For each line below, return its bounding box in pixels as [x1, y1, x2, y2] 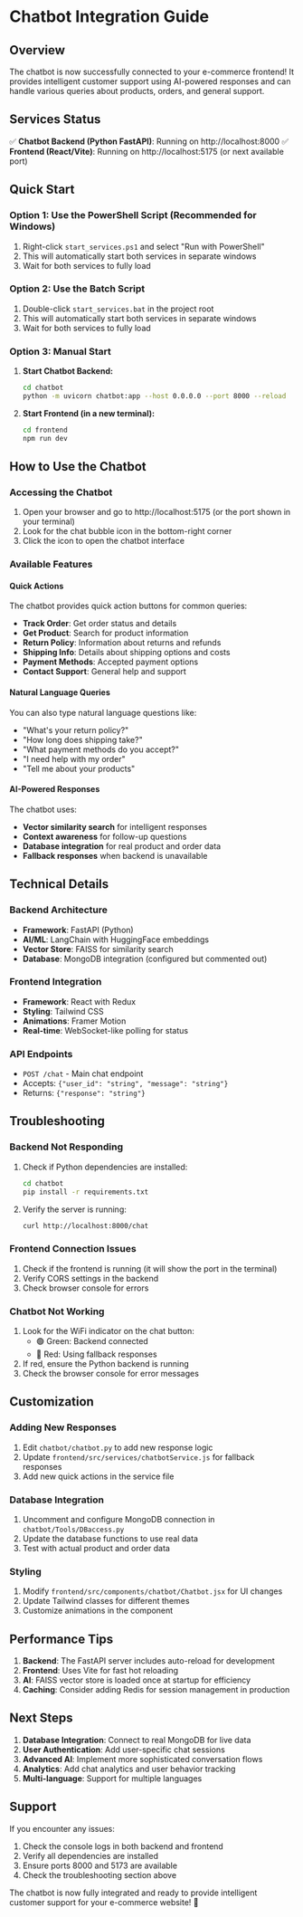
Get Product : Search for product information [22, 627, 189, 639]
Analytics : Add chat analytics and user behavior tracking [22, 1763, 236, 1774]
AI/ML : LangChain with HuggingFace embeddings [22, 934, 210, 945]
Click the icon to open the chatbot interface [22, 536, 185, 547]
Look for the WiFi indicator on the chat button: [22, 1326, 194, 1336]
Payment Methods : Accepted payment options [22, 656, 199, 667]
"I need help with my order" [22, 753, 126, 764]
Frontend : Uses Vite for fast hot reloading [22, 1665, 179, 1676]
